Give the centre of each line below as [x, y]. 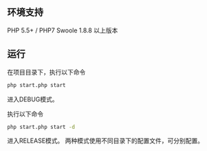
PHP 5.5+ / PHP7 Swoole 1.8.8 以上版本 [63, 30]
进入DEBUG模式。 [33, 99]
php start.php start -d [41, 127]
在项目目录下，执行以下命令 [46, 72]
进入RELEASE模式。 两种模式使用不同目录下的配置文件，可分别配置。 [106, 141]
